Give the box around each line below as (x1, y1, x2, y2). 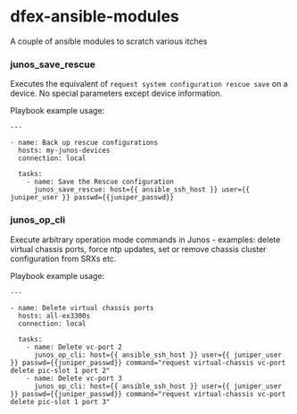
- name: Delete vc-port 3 (26, 374, 123, 383)
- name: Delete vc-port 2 (26, 342, 123, 351)
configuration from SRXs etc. (10, 253, 117, 264)
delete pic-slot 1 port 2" (10, 366, 111, 375)
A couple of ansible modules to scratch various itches (10, 36, 208, 46)
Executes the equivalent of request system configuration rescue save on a (10, 79, 288, 89)
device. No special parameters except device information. (10, 88, 223, 99)
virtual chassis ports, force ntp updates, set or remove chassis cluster (10, 243, 267, 254)
